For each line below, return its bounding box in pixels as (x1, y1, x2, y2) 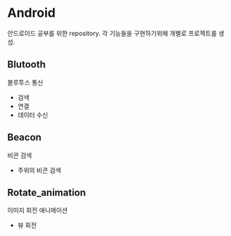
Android (7, 5, 56, 21)
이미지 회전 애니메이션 (7, 206, 68, 215)
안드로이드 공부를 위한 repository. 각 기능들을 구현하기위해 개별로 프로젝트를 (7, 29, 217, 37)
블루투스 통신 (7, 78, 44, 86)
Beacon (7, 131, 42, 143)
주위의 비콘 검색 (17, 166, 61, 174)
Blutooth (7, 58, 46, 71)
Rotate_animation (7, 186, 87, 198)
